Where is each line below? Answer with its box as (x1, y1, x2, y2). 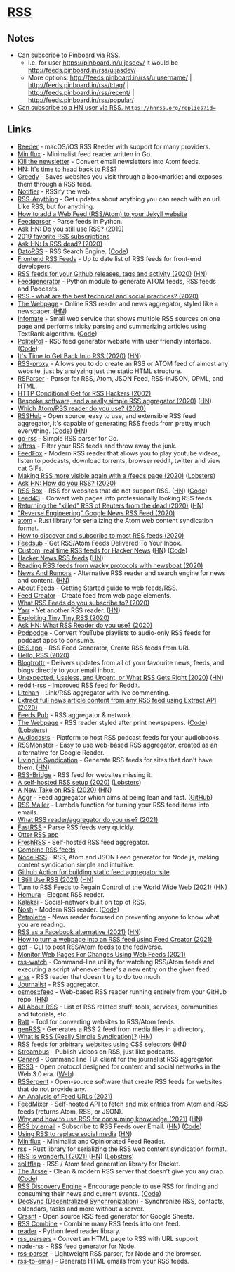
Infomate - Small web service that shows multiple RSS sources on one (17, 314, 221, 322)
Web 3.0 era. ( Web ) (17, 1069, 74, 1078)
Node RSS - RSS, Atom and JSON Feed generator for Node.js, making (17, 852, 220, 861)
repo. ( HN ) (17, 995, 49, 1003)
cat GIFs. (17, 464, 44, 472)
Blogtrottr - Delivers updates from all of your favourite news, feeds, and (17, 658, 224, 667)
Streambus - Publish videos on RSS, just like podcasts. (17, 1047, 176, 1056)
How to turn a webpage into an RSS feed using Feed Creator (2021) (17, 935, 213, 943)
